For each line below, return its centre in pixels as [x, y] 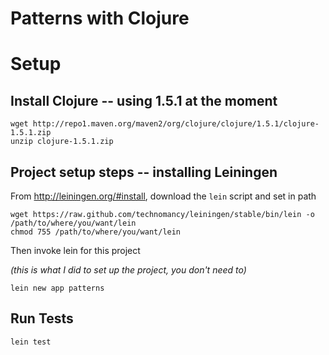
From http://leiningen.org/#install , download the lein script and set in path [163, 196]
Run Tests [42, 318]
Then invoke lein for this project [75, 250]
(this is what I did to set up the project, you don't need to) [128, 270]
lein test [31, 342]
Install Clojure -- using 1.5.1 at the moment [144, 100]
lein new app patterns [57, 288]
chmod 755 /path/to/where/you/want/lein [96, 232]
